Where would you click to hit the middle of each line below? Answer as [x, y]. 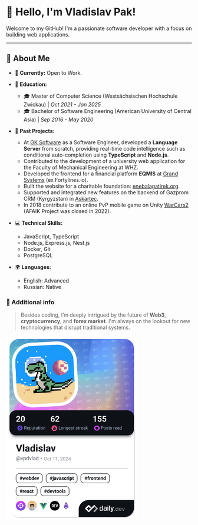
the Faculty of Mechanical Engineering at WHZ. [81, 167]
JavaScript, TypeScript [51, 236]
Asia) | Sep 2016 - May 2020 [58, 119]
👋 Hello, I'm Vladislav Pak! [71, 12]
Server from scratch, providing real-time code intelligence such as [104, 148]
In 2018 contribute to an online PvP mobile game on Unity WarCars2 [106, 205]
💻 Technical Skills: [39, 222]
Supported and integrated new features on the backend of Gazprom [106, 192]
